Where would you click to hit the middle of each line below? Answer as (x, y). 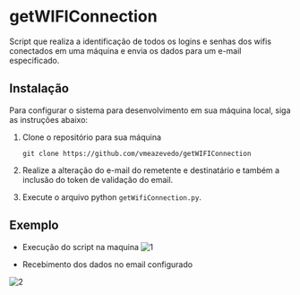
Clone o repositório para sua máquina (92, 137)
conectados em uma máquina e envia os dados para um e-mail (125, 50)
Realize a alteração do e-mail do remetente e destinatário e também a (151, 170)
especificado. (34, 60)
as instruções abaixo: (48, 119)
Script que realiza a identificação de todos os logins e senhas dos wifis (140, 41)
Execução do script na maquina (81, 247)
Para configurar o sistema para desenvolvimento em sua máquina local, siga (150, 110)
